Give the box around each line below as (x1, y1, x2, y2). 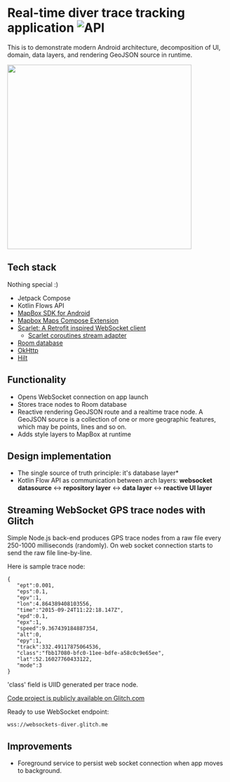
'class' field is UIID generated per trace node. (7, 680, 139, 689)
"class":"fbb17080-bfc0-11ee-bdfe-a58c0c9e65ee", (16, 650, 165, 657)
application (7, 20, 75, 36)
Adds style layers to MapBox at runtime (17, 430, 132, 438)
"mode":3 (16, 662, 42, 669)
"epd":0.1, (16, 613, 49, 620)
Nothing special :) (7, 280, 58, 289)
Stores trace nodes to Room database (17, 400, 128, 408)
